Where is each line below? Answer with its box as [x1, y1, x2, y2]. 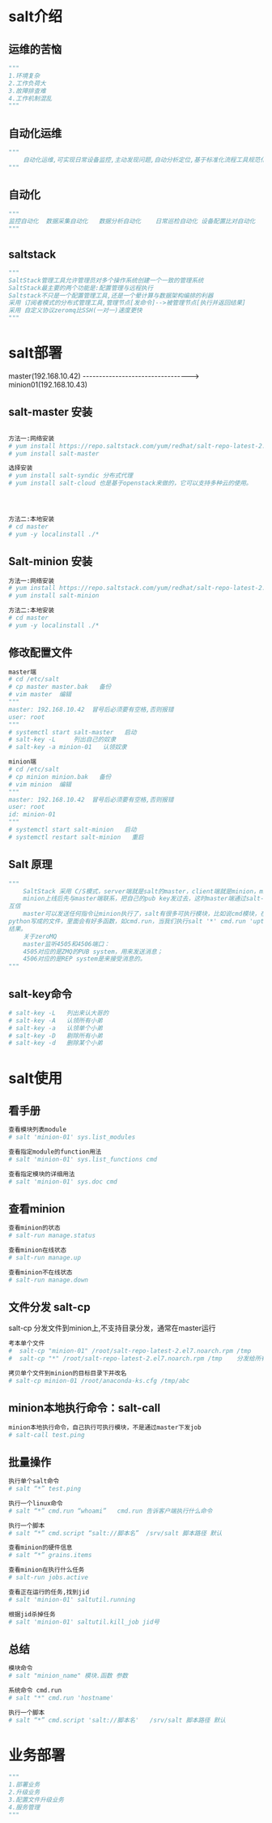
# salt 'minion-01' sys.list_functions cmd [8, 1155, 158, 1163]
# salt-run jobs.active [8, 1573, 89, 1581]
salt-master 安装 [8, 405, 93, 419]
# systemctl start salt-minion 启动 [8, 826, 137, 834]
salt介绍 [8, 7, 63, 26]
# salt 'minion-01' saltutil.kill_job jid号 [8, 1618, 160, 1626]
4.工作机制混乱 [8, 94, 53, 102]
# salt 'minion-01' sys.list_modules [8, 1133, 136, 1141]
